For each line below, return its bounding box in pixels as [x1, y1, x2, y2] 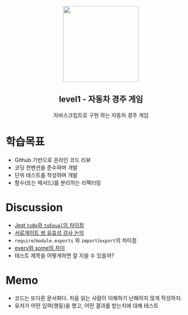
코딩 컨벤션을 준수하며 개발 [14, 164, 78, 171]
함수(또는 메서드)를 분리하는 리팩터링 [14, 179, 101, 186]
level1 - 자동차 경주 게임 [59, 94, 143, 104]
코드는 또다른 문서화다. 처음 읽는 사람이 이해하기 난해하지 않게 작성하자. [14, 294, 183, 302]
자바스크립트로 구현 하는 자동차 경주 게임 [53, 111, 149, 118]
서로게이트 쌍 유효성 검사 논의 [14, 229, 84, 236]
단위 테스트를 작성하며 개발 [14, 171, 78, 178]
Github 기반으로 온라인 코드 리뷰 [14, 156, 91, 163]
